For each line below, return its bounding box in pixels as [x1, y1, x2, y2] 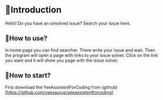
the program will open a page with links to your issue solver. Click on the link [5, 52, 158, 58]
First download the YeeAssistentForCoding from [5, 84, 101, 90]
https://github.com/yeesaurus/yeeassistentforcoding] [6, 89, 114, 95]
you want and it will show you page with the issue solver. [5, 57, 119, 63]
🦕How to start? [5, 71, 51, 80]
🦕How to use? [5, 34, 48, 43]
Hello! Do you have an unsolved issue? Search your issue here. [5, 20, 131, 26]
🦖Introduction [5, 4, 62, 15]
